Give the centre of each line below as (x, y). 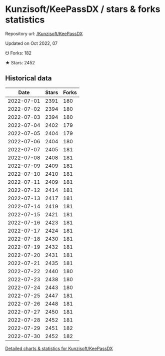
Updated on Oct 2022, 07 (31, 43)
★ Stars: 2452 (20, 62)
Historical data (28, 78)
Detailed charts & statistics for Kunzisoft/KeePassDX (59, 349)
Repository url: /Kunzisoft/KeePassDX (44, 33)
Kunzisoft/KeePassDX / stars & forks (83, 9)
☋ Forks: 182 (18, 53)
